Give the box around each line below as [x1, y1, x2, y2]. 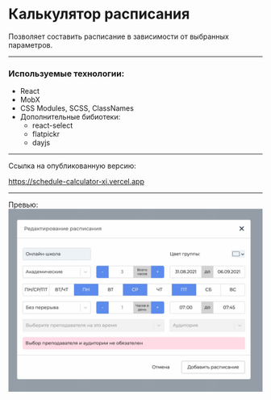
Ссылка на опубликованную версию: [8, 161, 137, 171]
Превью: [8, 200, 39, 210]
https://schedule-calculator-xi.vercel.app [8, 177, 145, 187]
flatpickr [31, 129, 60, 139]
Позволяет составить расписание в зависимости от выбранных [8, 32, 230, 41]
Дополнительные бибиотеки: [19, 112, 121, 122]
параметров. [8, 40, 53, 49]
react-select [31, 120, 73, 130]
